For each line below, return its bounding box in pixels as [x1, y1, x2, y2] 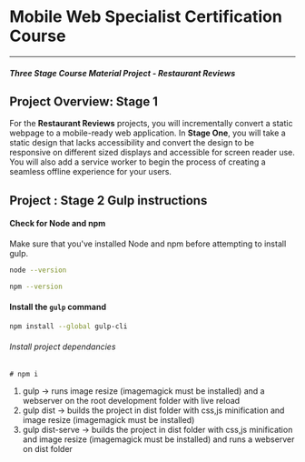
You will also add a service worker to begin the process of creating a [9, 156, 266, 167]
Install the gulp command [9, 302, 107, 313]
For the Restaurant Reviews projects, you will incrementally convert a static [9, 118, 293, 129]
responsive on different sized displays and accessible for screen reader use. [9, 147, 295, 158]
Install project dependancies [9, 341, 116, 352]
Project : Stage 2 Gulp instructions [9, 193, 208, 208]
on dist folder [22, 443, 73, 454]
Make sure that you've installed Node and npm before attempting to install [9, 238, 287, 249]
